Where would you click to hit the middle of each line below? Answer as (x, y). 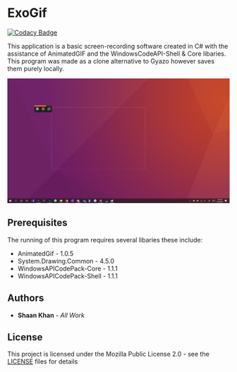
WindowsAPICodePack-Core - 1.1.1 (67, 268)
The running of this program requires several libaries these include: (105, 240)
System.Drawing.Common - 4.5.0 (66, 261)
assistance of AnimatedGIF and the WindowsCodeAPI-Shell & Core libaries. (117, 54)
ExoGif (27, 13)
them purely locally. (36, 68)
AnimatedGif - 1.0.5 (45, 253)
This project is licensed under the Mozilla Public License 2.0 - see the (108, 354)
